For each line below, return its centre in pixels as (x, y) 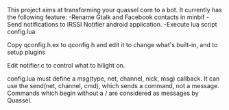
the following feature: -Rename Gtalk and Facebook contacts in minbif (106, 17)
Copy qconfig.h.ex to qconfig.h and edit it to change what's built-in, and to (112, 45)
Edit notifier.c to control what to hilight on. (66, 65)
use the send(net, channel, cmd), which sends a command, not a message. (113, 86)
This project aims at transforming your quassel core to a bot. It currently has (114, 10)
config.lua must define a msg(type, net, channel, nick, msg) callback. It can (113, 79)
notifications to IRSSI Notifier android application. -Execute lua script (120, 24)
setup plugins (26, 52)
